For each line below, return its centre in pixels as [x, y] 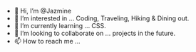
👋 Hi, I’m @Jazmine [43, 11]
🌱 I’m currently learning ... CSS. [60, 26]
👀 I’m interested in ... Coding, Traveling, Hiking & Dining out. [102, 18]
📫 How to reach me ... [47, 41]
